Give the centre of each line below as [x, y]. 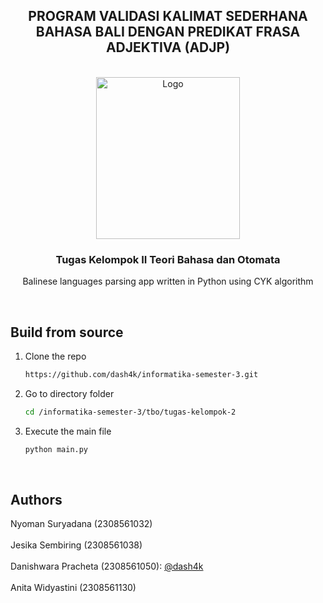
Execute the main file [68, 431]
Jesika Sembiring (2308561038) [76, 545]
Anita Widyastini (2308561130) [73, 588]
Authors [36, 499]
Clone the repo [55, 356]
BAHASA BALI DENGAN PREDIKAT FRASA [168, 32]
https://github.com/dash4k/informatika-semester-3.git [141, 374]
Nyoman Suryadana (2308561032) [81, 524]
